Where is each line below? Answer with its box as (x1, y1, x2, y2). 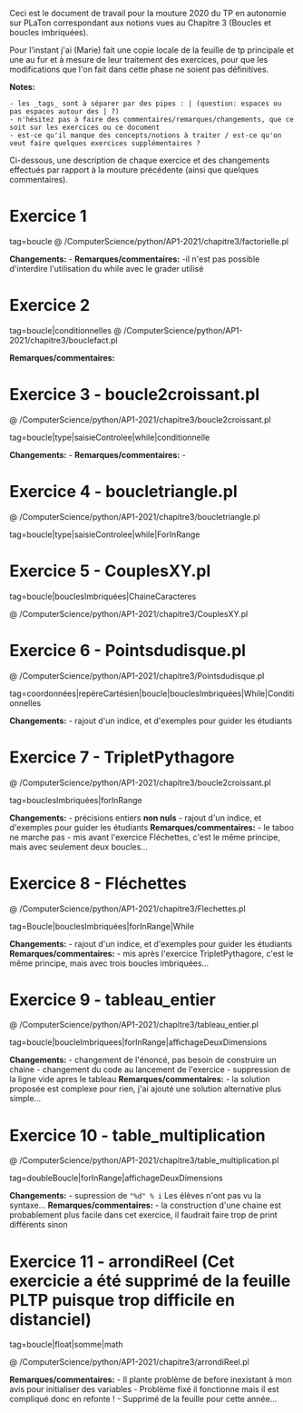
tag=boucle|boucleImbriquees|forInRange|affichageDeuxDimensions (9, 1037, 268, 1048)
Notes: (9, 82, 36, 92)
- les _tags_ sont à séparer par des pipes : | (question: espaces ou (9, 99, 282, 108)
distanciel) (9, 1309, 93, 1329)
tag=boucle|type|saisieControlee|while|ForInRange (9, 529, 200, 540)
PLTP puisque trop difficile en (9, 1289, 236, 1310)
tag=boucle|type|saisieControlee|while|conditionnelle (9, 432, 210, 443)
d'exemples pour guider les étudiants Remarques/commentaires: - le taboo (9, 821, 295, 832)
